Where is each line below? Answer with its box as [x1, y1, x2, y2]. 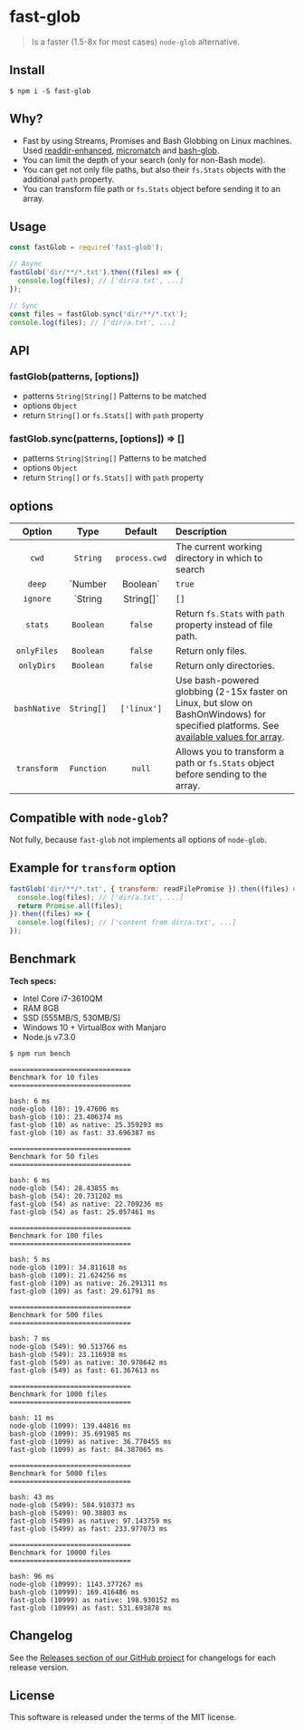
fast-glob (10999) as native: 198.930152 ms [9, 1595, 180, 1604]
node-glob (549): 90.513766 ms [9, 1342, 128, 1351]
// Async [9, 260, 43, 269]
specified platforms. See [175, 720, 280, 732]
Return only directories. [175, 659, 275, 672]
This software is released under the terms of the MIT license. [9, 1712, 237, 1723]
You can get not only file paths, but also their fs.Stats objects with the [22, 164, 287, 175]
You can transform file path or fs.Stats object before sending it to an [22, 183, 281, 194]
